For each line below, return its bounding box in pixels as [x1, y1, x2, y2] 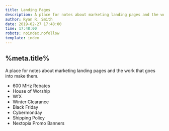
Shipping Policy [12, 114, 45, 121]
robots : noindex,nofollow [5, 31, 59, 36]
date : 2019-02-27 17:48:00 [5, 21, 62, 27]
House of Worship [12, 88, 50, 94]
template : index [5, 36, 39, 41]
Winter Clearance [12, 99, 49, 105]
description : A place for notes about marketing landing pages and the [5, 12, 158, 17]
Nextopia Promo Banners [12, 120, 65, 126]
